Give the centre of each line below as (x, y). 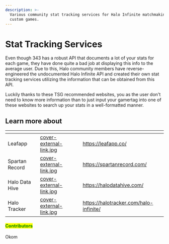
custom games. (24, 19)
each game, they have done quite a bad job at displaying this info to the (79, 63)
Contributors (19, 226)
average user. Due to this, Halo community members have (65, 69)
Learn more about (34, 121)
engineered (17, 74)
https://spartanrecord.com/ (115, 165)
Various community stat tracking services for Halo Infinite (75, 15)
